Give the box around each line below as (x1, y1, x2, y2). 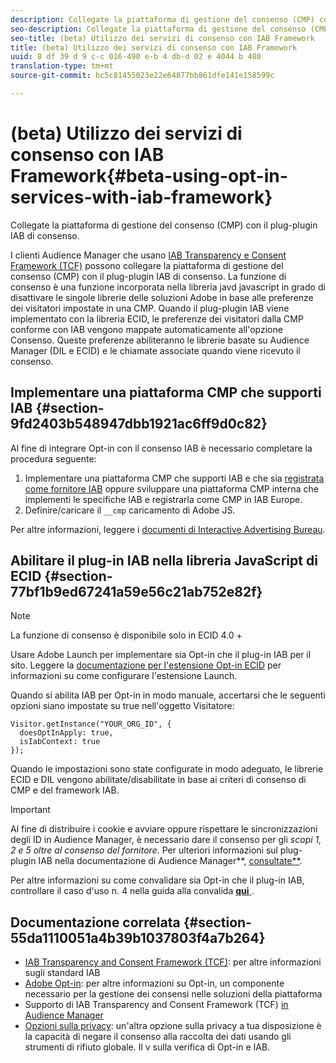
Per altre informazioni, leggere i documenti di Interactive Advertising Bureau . (10, 523, 326, 535)
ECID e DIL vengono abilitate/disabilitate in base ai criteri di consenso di (10, 774, 307, 786)
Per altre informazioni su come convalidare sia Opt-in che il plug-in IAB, (10, 874, 305, 886)
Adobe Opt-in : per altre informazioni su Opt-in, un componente (24, 977, 285, 990)
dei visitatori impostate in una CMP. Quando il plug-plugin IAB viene (10, 302, 290, 314)
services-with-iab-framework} (10, 186, 273, 209)
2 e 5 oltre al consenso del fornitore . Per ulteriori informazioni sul (10, 844, 278, 856)
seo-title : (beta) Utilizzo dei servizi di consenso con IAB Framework (10, 33, 315, 43)
